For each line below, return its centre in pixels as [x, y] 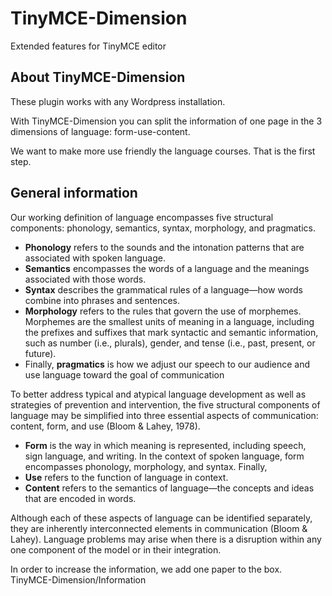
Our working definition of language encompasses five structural [142, 217]
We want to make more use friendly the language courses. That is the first [163, 151]
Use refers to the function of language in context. [126, 477]
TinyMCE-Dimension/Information [78, 579]
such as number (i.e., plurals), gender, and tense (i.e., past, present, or [170, 343]
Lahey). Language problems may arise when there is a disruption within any [166, 539]
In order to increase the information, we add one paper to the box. [146, 569]
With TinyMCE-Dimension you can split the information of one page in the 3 [166, 121]
